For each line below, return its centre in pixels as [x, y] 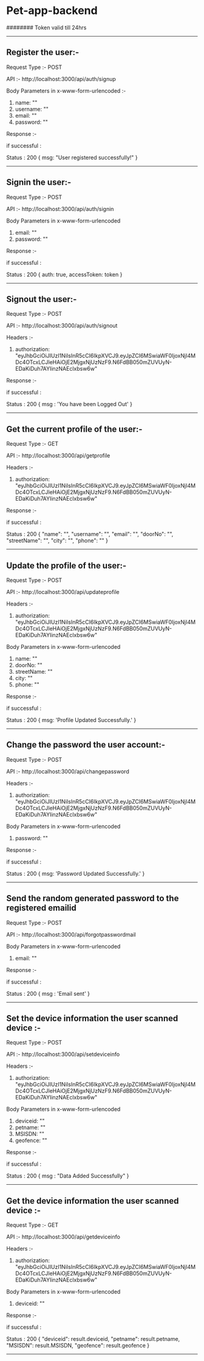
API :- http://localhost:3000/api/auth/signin [60, 209]
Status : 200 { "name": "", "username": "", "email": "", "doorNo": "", [90, 534]
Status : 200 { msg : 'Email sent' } [48, 993]
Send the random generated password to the [93, 898]
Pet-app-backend [52, 11]
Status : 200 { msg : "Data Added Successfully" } [68, 1176]
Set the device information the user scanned [92, 1019]
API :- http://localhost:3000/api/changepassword [68, 771]
